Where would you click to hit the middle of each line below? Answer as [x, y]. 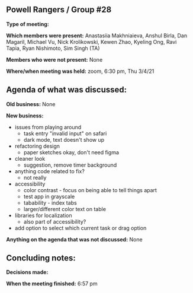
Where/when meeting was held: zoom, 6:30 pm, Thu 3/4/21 [80, 71]
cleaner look [30, 158]
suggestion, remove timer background [70, 165]
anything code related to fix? [49, 171]
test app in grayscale [49, 196]
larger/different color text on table [65, 209]
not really [35, 177]
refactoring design [37, 146]
